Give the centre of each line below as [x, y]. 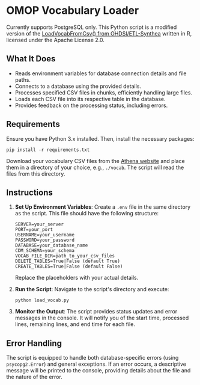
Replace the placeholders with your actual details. [77, 278]
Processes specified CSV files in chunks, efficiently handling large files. [104, 92]
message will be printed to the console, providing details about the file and [98, 371]
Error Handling [34, 343]
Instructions [29, 192]
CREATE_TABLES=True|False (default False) [69, 266]
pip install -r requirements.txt [48, 150]
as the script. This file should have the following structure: [87, 214]
